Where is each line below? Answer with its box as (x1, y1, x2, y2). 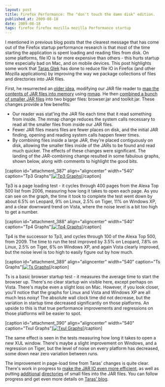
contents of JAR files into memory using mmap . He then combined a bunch (5, 91, 158, 97)
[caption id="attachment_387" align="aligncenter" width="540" (5, 168, 134, 174)
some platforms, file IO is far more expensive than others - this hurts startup (5, 55, 160, 61)
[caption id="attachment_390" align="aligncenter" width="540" (5, 320, 134, 326)
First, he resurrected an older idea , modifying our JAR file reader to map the (5, 86, 159, 92)
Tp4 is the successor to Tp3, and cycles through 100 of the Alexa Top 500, (5, 234, 157, 240)
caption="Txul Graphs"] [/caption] (5, 325, 102, 332)
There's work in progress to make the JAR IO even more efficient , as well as (5, 366, 159, 372)
